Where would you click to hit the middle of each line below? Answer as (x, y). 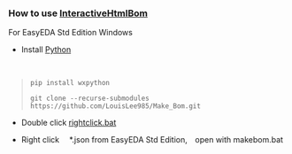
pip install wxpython (69, 83)
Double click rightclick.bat (69, 123)
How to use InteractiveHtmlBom (78, 13)
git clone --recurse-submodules (89, 99)
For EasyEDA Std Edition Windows (71, 33)
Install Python (46, 50)
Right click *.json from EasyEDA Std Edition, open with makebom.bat (152, 140)
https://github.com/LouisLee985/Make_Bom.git (115, 106)
